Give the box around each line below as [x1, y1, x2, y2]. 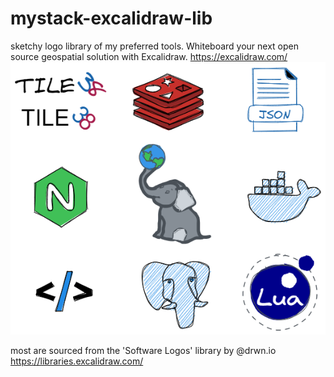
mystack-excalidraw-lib [10, 7, 213, 30]
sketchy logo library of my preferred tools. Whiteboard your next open [10, 40, 300, 52]
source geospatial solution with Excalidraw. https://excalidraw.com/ [10, 50, 288, 62]
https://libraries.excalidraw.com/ [10, 355, 144, 367]
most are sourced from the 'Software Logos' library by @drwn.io [10, 345, 277, 357]
